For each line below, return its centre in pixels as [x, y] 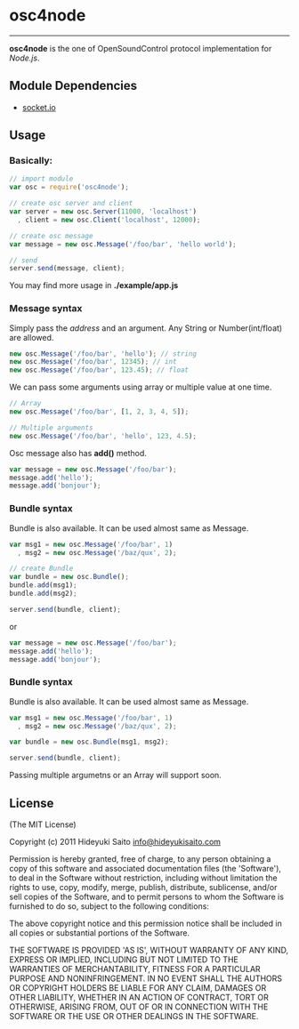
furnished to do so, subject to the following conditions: [109, 906]
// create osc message [51, 236]
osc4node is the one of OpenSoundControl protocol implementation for [141, 48]
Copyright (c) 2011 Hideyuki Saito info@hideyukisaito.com [115, 842]
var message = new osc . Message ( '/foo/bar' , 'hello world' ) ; [123, 244]
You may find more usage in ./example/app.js [94, 285]
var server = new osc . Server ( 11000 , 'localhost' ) [103, 212]
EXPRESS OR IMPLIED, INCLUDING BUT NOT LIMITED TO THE [124, 960]
